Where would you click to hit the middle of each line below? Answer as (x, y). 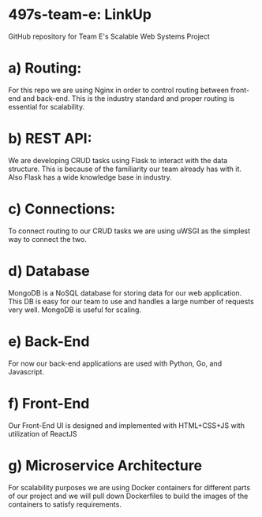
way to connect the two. (47, 239)
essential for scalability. (47, 106)
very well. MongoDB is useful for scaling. (75, 310)
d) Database (49, 271)
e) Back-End (49, 341)
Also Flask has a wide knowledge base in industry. (90, 177)
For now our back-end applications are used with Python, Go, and (115, 363)
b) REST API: (50, 139)
